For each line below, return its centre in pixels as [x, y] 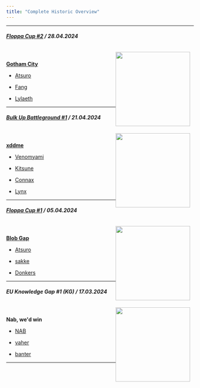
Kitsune [24, 168]
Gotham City [22, 64]
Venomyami [29, 157]
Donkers [25, 272]
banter [23, 354]
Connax [24, 179]
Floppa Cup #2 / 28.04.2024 [42, 36]
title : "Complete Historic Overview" [53, 12]
